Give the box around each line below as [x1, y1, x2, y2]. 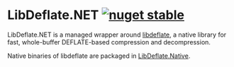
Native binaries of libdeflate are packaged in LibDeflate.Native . [7, 51, 191, 60]
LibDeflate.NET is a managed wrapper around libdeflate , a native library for [7, 30, 227, 39]
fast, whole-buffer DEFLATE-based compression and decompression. [7, 37, 211, 46]
